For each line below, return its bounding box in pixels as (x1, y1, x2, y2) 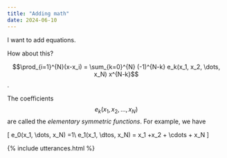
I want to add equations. (7, 35, 76, 44)
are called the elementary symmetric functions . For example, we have (7, 117, 206, 125)
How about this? (7, 49, 54, 58)
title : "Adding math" (7, 10, 70, 17)
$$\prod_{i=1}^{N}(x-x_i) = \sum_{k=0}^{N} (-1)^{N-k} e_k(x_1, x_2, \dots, (12, 62, 220, 71)
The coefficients (7, 94, 54, 103)
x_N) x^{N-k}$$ (93, 70, 139, 78)
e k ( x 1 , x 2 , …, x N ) (94, 105, 138, 115)
